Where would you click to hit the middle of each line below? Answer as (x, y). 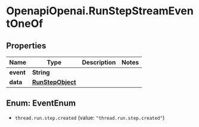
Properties (26, 46)
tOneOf (25, 24)
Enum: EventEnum (41, 103)
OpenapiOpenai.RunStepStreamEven (100, 11)
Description (99, 62)
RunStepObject (54, 82)
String (41, 72)
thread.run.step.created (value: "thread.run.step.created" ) (90, 117)
